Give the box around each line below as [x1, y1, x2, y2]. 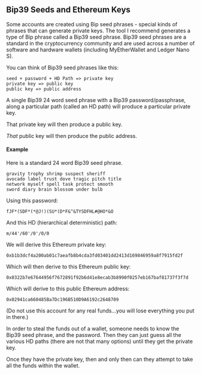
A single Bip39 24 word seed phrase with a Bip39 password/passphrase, [6, 96, 186, 103]
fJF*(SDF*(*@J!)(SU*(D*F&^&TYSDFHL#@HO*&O [6, 209, 114, 214]
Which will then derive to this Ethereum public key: [6, 263, 131, 271]
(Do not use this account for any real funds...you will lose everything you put [6, 307, 194, 314]
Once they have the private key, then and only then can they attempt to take [6, 355, 193, 363]
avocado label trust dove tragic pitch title [6, 176, 121, 182]
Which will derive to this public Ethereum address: [6, 285, 130, 292]
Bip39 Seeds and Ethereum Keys [6, 5, 130, 15]
